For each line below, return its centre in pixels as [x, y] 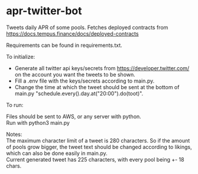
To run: [15, 105]
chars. [14, 166]
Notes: [14, 134]
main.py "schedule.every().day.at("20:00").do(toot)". [79, 93]
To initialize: [21, 56]
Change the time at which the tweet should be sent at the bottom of [97, 87]
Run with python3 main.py [38, 122]
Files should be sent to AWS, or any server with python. [74, 116]
